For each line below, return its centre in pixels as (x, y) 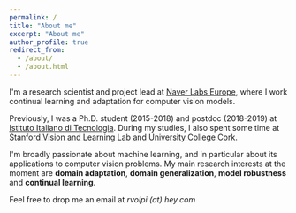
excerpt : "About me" (47, 34)
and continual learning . (53, 182)
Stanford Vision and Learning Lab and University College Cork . (124, 137)
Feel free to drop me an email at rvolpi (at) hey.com (102, 199)
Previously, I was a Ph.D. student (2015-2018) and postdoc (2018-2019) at (143, 118)
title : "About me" (43, 26)
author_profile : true (49, 42)
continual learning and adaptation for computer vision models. (122, 101)
